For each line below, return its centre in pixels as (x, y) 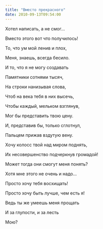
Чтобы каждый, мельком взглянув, (42, 106)
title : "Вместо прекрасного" (35, 10)
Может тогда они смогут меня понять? (47, 164)
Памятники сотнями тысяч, (34, 77)
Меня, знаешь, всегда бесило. (37, 57)
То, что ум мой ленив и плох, (36, 48)
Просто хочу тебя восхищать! (37, 183)
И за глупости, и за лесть (32, 212)
